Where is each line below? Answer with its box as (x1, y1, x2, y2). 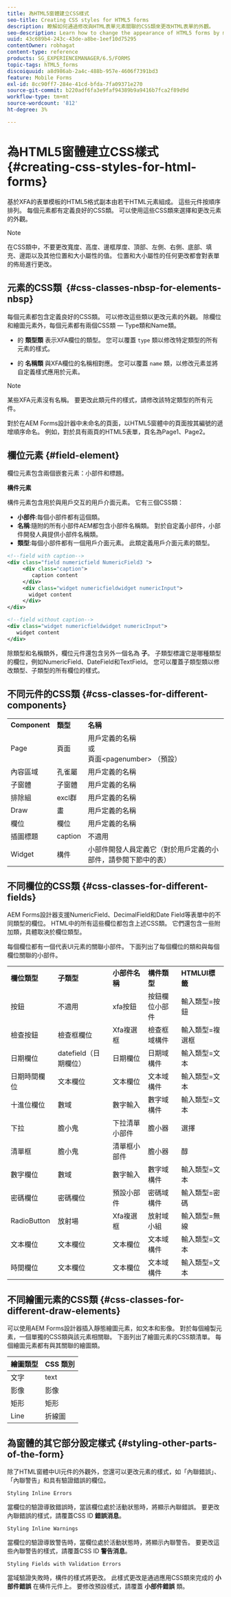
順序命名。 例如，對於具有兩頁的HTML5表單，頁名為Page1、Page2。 (12, 427, 210, 436)
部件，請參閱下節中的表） (87, 855, 170, 864)
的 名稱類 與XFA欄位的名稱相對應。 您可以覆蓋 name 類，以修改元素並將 (16, 359, 219, 367)
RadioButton (10, 1216, 50, 1225)
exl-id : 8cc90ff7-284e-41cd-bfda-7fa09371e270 (7, 81, 143, 88)
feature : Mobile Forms (7, 74, 72, 81)
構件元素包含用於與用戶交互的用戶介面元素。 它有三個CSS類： (7, 498, 184, 507)
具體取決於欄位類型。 (25, 928, 86, 936)
